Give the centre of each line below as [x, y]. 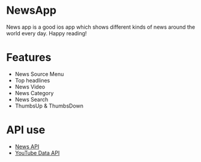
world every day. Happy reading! [46, 33]
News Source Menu [39, 74]
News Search [31, 99]
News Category [34, 93]
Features [29, 58]
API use [26, 130]
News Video [30, 87]
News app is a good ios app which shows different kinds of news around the [101, 27]
